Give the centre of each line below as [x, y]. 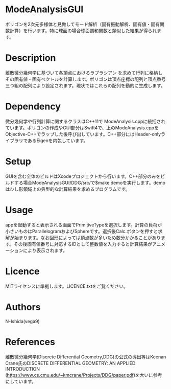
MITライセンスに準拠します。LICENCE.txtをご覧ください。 [67, 286]
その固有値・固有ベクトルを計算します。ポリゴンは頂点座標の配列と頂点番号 [86, 79]
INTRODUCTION [22, 369]
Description [31, 58]
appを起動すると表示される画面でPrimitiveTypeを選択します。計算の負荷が [84, 225]
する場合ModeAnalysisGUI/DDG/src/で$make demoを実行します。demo [90, 182]
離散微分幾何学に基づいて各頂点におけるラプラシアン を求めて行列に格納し [84, 73]
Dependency [33, 107]
